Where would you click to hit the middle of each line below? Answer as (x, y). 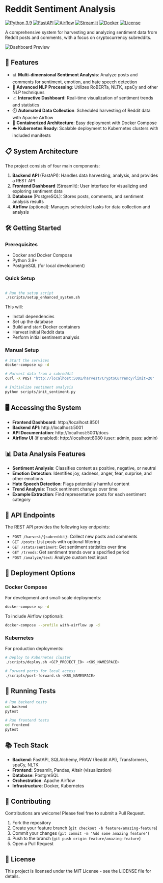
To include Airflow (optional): (34, 616)
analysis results (28, 201)
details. (13, 876)
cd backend (16, 707)
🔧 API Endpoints (30, 515)
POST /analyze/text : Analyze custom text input (59, 557)
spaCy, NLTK (25, 765)
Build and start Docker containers (46, 327)
